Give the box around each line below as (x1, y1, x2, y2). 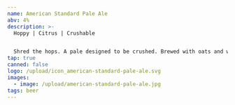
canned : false (7, 61, 49, 68)
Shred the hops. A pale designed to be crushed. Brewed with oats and (13, 48, 224, 56)
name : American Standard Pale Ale (7, 10, 108, 17)
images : (7, 74, 30, 81)
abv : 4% (7, 17, 30, 24)
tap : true (7, 55, 36, 62)
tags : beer (7, 87, 39, 94)
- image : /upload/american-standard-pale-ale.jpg (13, 81, 161, 88)
